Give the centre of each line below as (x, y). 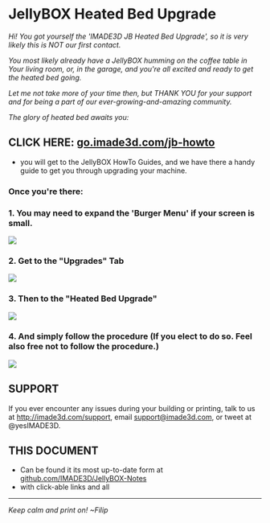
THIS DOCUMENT (53, 451)
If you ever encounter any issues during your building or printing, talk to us (132, 408)
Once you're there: (46, 191)
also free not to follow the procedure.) (84, 347)
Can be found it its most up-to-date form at (91, 470)
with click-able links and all (65, 487)
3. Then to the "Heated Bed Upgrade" (83, 299)
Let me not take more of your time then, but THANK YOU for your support (130, 93)
